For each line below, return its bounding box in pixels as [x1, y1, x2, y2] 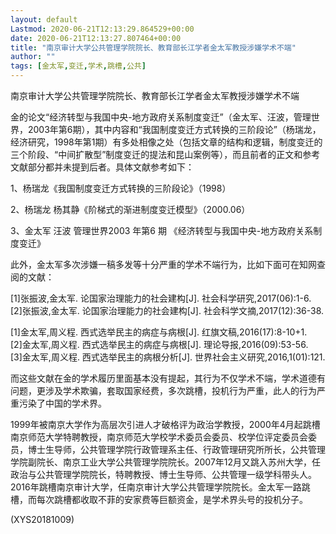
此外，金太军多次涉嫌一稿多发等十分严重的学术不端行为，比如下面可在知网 [10, 259, 317, 270]
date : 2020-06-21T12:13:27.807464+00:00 [10, 33, 182, 43]
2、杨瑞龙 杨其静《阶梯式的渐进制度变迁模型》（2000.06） [10, 204, 251, 215]
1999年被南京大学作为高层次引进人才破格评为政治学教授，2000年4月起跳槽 [10, 419, 321, 430]
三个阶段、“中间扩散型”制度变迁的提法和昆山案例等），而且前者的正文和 [10, 149, 303, 160]
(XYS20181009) [10, 514, 75, 525]
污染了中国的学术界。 [18, 397, 107, 409]
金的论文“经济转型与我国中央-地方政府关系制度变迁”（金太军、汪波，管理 [10, 111, 312, 123]
